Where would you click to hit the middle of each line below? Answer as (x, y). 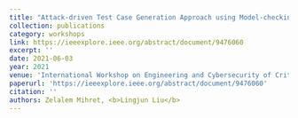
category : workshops (47, 34)
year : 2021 (29, 67)
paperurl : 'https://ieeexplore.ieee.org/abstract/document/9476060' (138, 83)
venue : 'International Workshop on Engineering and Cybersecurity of (141, 75)
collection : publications (57, 26)
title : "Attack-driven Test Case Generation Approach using (123, 17)
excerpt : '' (31, 51)
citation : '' (33, 91)
